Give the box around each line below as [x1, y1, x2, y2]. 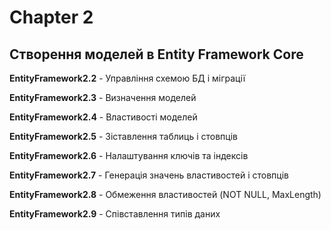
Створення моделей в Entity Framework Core [9, 46, 304, 63]
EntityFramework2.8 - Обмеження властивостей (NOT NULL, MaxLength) [9, 189, 322, 200]
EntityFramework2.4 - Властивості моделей [9, 111, 198, 123]
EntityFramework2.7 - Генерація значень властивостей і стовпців [9, 169, 289, 181]
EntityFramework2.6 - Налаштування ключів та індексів [9, 150, 249, 161]
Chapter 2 [9, 6, 94, 29]
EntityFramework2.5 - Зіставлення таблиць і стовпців [9, 131, 238, 142]
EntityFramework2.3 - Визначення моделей [9, 92, 197, 103]
